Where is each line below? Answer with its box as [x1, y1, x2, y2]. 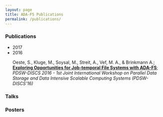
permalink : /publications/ [5, 16, 61, 21]
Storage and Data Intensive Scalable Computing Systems [12, 75, 131, 81]
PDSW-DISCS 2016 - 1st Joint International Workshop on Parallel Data [12, 70, 157, 76]
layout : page [5, 7, 32, 12]
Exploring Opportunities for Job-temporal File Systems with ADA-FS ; [12, 64, 159, 70]
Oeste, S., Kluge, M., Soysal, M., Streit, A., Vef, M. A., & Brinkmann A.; [12, 59, 155, 65]
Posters [5, 106, 25, 113]
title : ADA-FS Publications [5, 12, 64, 17]
